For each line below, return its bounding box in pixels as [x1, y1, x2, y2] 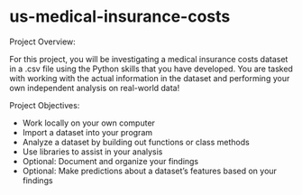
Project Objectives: [9, 99, 80, 110]
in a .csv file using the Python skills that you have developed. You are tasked [9, 63, 293, 74]
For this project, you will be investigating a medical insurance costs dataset [9, 53, 288, 64]
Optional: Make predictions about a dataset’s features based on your [22, 165, 278, 176]
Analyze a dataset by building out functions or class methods [22, 136, 250, 147]
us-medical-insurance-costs [9, 6, 231, 27]
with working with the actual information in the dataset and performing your [9, 72, 290, 83]
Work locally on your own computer [22, 117, 156, 128]
